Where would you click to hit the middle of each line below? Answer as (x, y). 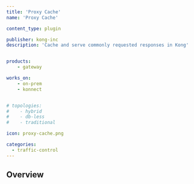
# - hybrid (24, 111)
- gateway (30, 67)
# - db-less (26, 117)
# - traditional (31, 123)
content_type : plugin (34, 29)
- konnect (30, 89)
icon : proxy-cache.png (35, 134)
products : (19, 61)
